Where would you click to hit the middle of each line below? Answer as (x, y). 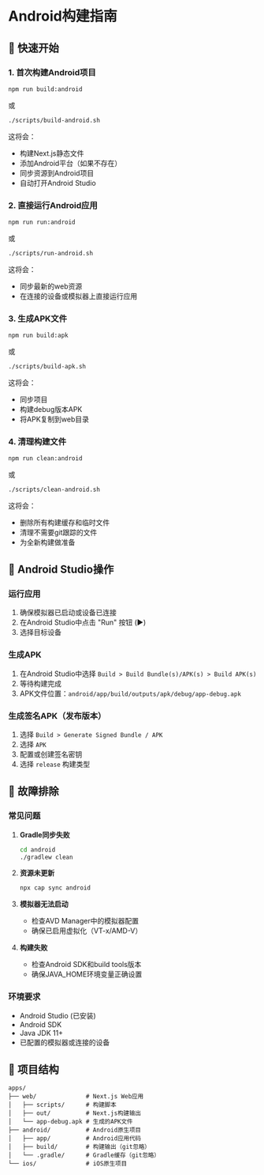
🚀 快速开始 (33, 48)
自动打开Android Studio (58, 183)
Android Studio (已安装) (58, 1015)
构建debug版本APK (51, 409)
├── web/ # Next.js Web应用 (76, 1097)
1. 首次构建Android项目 (52, 72)
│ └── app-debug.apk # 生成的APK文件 (71, 1122)
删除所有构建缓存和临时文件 (65, 522)
